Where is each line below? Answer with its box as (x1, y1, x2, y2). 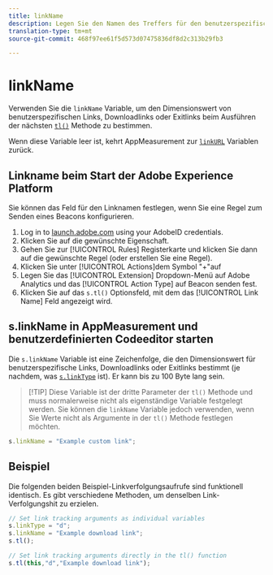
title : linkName (8, 11, 63, 20)
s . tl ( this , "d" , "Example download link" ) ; (8, 559, 151, 567)
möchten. (28, 422, 61, 431)
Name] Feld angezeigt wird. (19, 296, 113, 305)
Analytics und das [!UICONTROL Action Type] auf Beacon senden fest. (19, 279, 258, 288)
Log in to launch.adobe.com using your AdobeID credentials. (19, 227, 223, 236)
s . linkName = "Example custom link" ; (8, 437, 136, 445)
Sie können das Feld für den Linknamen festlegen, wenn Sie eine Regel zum (8, 203, 262, 212)
